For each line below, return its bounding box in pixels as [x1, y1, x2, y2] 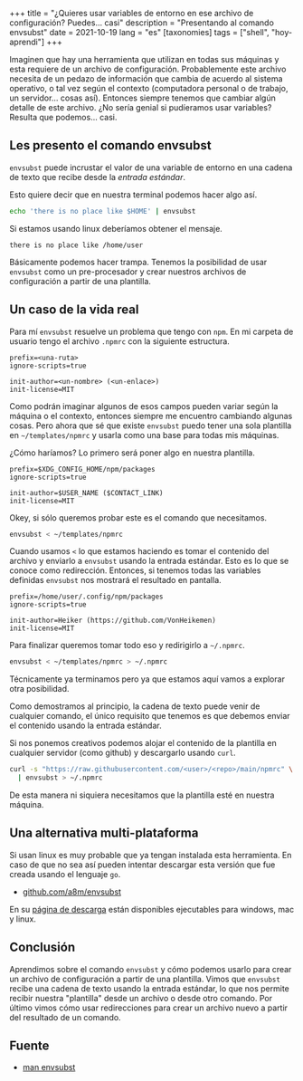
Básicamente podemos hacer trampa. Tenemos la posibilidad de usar [9, 256, 268, 267]
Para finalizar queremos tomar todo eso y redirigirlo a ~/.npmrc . [9, 640, 246, 651]
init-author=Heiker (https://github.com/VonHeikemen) [9, 616, 217, 626]
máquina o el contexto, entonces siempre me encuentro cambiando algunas [9, 410, 293, 421]
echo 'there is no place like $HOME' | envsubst [9, 206, 196, 215]
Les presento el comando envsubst [9, 138, 212, 153]
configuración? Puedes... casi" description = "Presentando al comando [9, 17, 274, 28]
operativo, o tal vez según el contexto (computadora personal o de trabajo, [9, 83, 289, 93]
